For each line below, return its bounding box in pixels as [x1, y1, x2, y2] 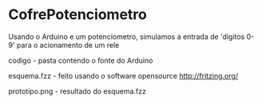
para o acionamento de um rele [16, 40, 120, 49]
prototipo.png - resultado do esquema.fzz [8, 86, 146, 96]
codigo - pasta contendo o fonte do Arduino [8, 56, 153, 65]
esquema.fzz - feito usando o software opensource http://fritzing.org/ [8, 71, 238, 80]
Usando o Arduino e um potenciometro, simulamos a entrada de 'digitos [8, 32, 245, 41]
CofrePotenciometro [8, 6, 148, 24]
